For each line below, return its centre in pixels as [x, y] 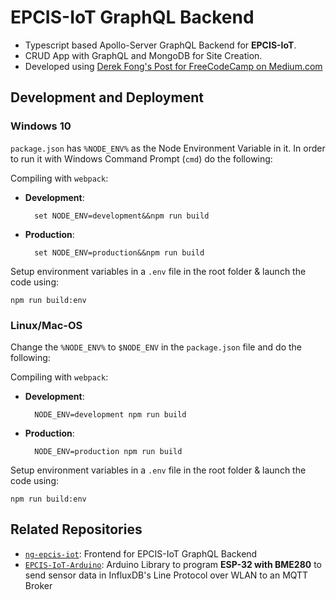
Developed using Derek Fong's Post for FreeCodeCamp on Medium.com [173, 66]
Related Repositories [76, 529]
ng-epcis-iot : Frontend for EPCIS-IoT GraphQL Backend [141, 553]
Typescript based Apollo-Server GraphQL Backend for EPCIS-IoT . [160, 45]
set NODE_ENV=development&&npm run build [122, 216]
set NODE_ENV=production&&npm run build [119, 252]
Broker [38, 585]
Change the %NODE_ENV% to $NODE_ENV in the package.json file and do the [156, 347]
